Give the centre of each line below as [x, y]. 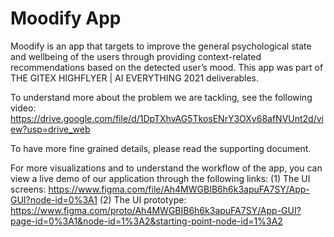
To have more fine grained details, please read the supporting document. [161, 148]
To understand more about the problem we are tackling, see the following [161, 97]
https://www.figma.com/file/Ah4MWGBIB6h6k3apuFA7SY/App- [179, 189]
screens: [28, 189]
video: [23, 108]
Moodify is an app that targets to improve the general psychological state [161, 46]
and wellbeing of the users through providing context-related [136, 56]
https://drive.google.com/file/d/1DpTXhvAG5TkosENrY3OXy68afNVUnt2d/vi [167, 118]
